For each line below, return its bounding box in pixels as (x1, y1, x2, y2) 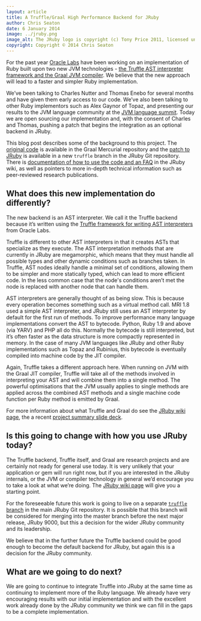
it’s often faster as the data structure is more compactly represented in (6, 332, 180, 340)
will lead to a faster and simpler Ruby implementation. (6, 77, 139, 85)
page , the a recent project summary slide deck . (6, 413, 123, 421)
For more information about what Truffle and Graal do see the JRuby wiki (6, 407, 186, 414)
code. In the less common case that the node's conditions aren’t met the (6, 277, 185, 284)
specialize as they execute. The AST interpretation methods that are (6, 244, 174, 252)
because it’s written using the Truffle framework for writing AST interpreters (6, 220, 193, 227)
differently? (6, 198, 51, 208)
